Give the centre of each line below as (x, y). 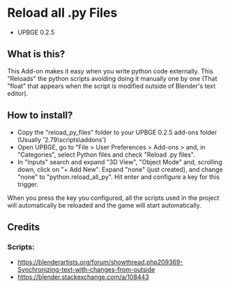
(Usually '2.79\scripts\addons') (62, 139)
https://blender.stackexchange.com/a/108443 (83, 277)
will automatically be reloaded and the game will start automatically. (105, 205)
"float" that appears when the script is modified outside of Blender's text (112, 86)
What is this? (36, 54)
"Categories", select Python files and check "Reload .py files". (106, 154)
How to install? (40, 116)
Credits (24, 227)
